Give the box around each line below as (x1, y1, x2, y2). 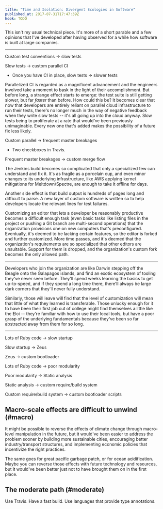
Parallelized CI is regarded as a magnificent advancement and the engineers (5, 82, 158, 88)
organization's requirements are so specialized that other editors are (5, 241, 142, 247)
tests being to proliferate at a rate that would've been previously (5, 118, 133, 124)
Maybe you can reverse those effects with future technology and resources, (5, 461, 157, 467)
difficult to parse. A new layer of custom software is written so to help (5, 196, 145, 202)
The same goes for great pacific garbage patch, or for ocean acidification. (5, 456, 154, 462)
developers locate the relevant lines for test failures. (5, 201, 109, 207)
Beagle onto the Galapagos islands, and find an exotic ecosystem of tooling (5, 270, 156, 276)
